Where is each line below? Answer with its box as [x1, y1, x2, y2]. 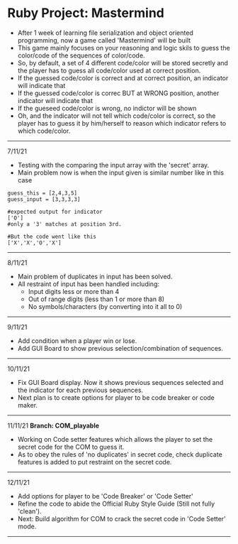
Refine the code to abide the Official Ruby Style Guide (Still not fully [17, 499, 215, 508]
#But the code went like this [7, 233, 97, 240]
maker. [17, 401, 38, 409]
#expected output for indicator [7, 208, 103, 215]
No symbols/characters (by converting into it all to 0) [28, 302, 183, 310]
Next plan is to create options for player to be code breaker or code [17, 393, 215, 402]
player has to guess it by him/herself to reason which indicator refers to [17, 119, 227, 127]
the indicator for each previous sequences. [17, 386, 144, 394]
